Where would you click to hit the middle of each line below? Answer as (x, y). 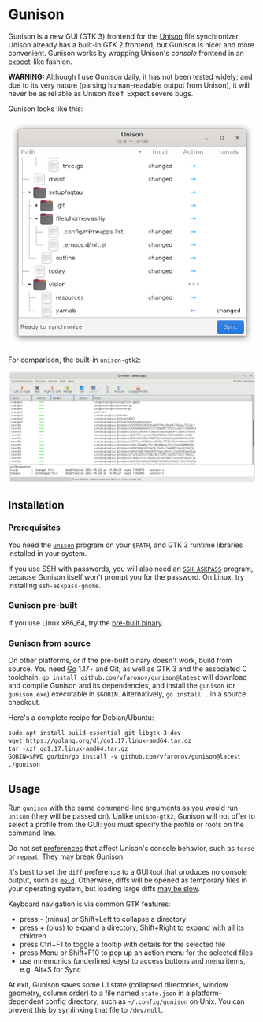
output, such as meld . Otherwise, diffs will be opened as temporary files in (128, 880)
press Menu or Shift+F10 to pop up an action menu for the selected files (136, 953)
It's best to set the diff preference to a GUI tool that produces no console (128, 871)
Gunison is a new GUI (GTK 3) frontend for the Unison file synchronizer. (124, 36)
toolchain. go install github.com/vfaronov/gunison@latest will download (128, 677)
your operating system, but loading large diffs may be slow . (104, 888)
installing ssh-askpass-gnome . (55, 585)
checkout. (24, 703)
